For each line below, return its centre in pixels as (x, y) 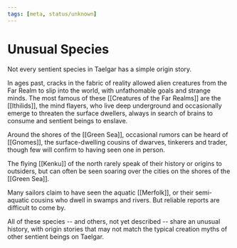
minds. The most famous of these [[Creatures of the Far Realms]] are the (114, 98)
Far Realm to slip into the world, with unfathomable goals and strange (109, 91)
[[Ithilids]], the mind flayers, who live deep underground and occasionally (115, 105)
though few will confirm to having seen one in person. (86, 150)
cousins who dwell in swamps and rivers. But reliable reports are (125, 200)
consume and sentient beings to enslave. (68, 120)
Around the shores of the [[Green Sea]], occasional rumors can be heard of (118, 134)
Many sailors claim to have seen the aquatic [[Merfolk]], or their (101, 192)
